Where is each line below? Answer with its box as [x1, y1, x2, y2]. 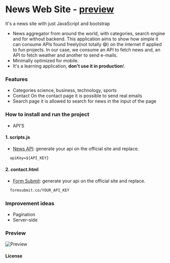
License [5, 253, 23, 259]
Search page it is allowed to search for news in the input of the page [12, 98, 157, 104]
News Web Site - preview [5, 4, 114, 15]
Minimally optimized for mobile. [12, 57, 79, 63]
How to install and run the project [5, 111, 89, 118]
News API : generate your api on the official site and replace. [12, 146, 139, 152]
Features [5, 76, 28, 83]
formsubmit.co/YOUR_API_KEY [10, 187, 70, 193]
